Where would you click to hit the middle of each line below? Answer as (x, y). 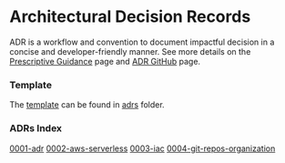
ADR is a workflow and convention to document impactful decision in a (142, 42)
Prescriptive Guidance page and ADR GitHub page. (105, 61)
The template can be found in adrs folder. (87, 105)
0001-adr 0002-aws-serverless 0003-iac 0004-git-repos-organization (142, 148)
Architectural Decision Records (130, 17)
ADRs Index (36, 128)
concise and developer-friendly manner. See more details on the (130, 51)
